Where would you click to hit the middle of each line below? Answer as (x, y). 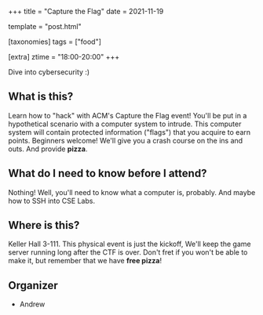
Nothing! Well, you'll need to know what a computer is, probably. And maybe (132, 192)
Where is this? (44, 225)
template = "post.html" (45, 26)
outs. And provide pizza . (48, 149)
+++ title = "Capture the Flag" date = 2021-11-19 (86, 11)
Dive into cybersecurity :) (49, 72)
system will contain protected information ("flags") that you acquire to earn (130, 132)
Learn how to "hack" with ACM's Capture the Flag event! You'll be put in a (128, 115)
